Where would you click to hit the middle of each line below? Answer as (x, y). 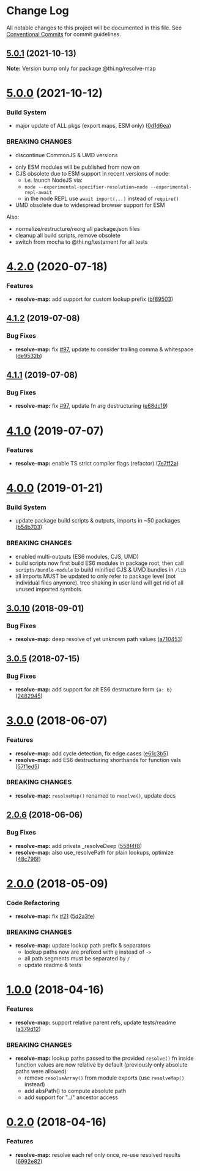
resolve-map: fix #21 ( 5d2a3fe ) (55, 916)
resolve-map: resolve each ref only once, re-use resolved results (98, 1154)
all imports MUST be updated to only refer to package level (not (95, 576)
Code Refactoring (33, 903)
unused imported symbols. (49, 589)
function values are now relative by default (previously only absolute (101, 1065)
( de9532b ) (29, 356)
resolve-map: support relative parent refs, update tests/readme (95, 1022)
